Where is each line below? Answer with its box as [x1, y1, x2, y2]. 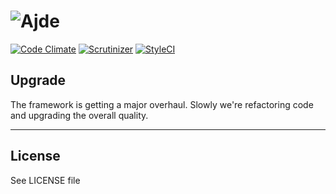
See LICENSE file [10, 174, 81, 186]
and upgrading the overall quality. [10, 109, 149, 121]
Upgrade [10, 72, 67, 89]
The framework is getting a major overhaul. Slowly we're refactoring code [10, 98, 314, 110]
